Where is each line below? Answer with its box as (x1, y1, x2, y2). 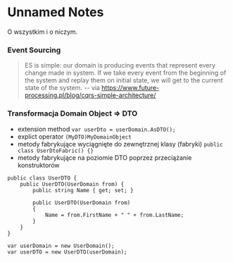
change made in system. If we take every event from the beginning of (24, 68, 227, 77)
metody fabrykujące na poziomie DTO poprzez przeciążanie (17, 153, 192, 162)
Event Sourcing (7, 45, 61, 55)
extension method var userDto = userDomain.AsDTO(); (17, 125, 176, 133)
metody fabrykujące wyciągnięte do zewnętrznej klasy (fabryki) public (17, 139, 223, 148)
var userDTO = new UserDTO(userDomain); (7, 248, 128, 256)
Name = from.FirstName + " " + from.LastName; (44, 211, 184, 218)
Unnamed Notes (7, 4, 104, 20)
